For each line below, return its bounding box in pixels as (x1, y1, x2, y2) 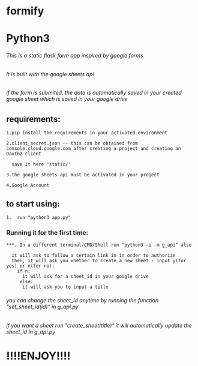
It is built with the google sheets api (6, 70, 94, 77)
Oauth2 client (6, 151, 42, 157)
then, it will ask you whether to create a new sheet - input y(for (11, 258, 187, 264)
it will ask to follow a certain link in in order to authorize (11, 253, 176, 259)
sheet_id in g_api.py (6, 328, 56, 335)
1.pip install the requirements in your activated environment (6, 130, 168, 136)
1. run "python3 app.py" (6, 215, 71, 221)
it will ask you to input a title (22, 284, 109, 290)
